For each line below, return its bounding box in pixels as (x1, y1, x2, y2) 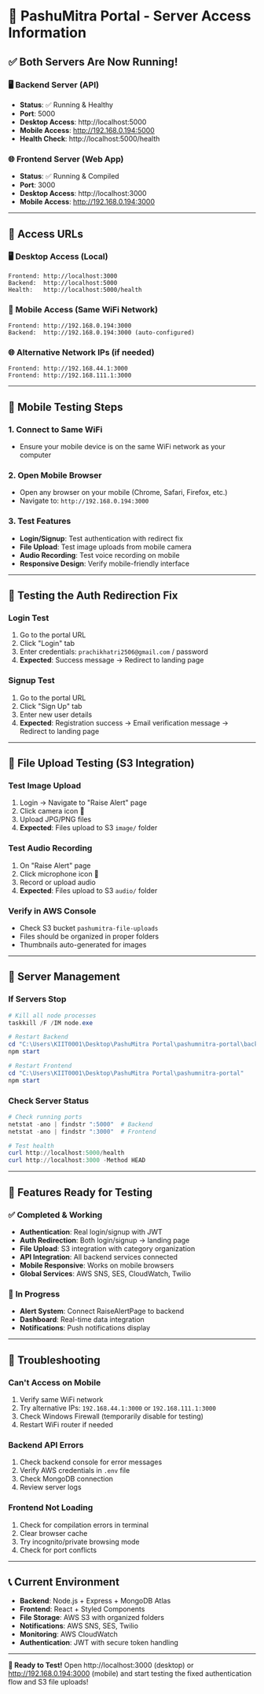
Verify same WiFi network (19, 1394, 104, 1404)
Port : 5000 (19, 109, 56, 118)
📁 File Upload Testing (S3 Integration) (8, 757, 195, 770)
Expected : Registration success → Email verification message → (19, 718, 229, 727)
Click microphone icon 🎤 (19, 869, 100, 878)
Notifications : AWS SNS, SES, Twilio (19, 1621, 139, 1631)
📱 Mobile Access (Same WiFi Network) (8, 304, 159, 315)
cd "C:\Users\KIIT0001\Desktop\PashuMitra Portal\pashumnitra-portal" (8, 1069, 244, 1077)
